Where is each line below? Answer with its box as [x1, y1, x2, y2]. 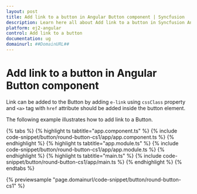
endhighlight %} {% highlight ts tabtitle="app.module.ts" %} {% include [6, 139, 179, 147]
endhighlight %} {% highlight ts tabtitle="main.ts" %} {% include [6, 152, 162, 159]
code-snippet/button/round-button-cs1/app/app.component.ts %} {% [6, 133, 175, 141]
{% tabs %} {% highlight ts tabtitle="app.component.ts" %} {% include [6, 127, 178, 134]
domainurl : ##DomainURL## [6, 42, 69, 47]
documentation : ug [6, 36, 51, 42]
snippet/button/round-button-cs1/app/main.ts [6, 158, 116, 165]
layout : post [6, 8, 38, 15]
